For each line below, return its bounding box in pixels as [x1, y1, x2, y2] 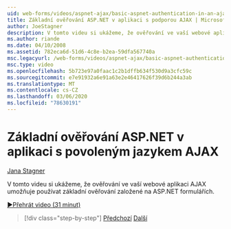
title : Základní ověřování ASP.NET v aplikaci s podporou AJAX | [7, 17, 198, 23]
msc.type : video [7, 61, 54, 68]
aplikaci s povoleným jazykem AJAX [7, 144, 219, 160]
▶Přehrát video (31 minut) [7, 200, 81, 208]
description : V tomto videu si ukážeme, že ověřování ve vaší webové [7, 29, 211, 36]
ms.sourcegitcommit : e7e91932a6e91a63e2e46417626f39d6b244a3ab [7, 74, 192, 81]
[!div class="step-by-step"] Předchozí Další [23, 214, 148, 222]
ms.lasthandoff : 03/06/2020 [7, 94, 88, 100]
